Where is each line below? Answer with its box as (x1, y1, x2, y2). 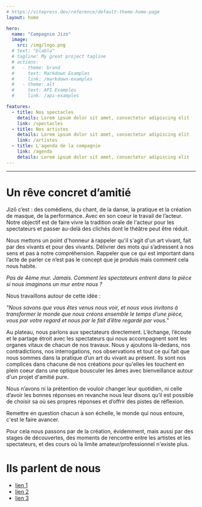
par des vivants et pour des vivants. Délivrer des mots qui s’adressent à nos (6, 243, 194, 250)
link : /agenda (17, 148, 52, 155)
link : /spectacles (17, 120, 63, 127)
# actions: (11, 59, 39, 65)
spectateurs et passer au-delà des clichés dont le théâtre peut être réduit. (6, 225, 189, 232)
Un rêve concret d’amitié (6, 185, 131, 199)
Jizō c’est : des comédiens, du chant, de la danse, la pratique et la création (6, 206, 191, 213)
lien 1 (14, 481, 28, 489)
